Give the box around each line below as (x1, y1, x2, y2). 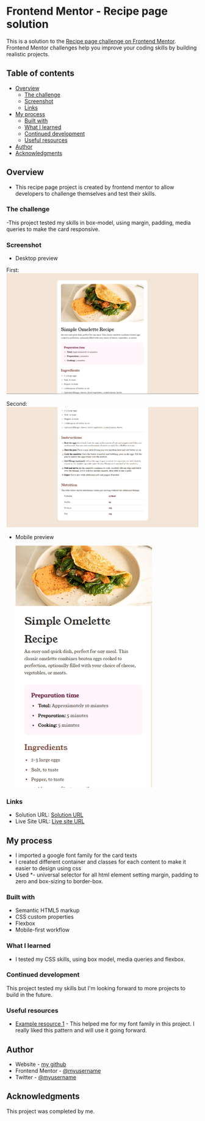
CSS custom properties (15, 913, 74, 921)
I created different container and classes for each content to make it (15, 858, 186, 866)
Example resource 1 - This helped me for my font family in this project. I (15, 1020, 195, 1027)
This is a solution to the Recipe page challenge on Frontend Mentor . (6, 37, 176, 45)
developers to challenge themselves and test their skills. (15, 189, 157, 197)
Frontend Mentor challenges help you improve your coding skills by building (6, 44, 197, 51)
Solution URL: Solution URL (15, 811, 84, 818)
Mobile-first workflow (15, 926, 70, 933)
